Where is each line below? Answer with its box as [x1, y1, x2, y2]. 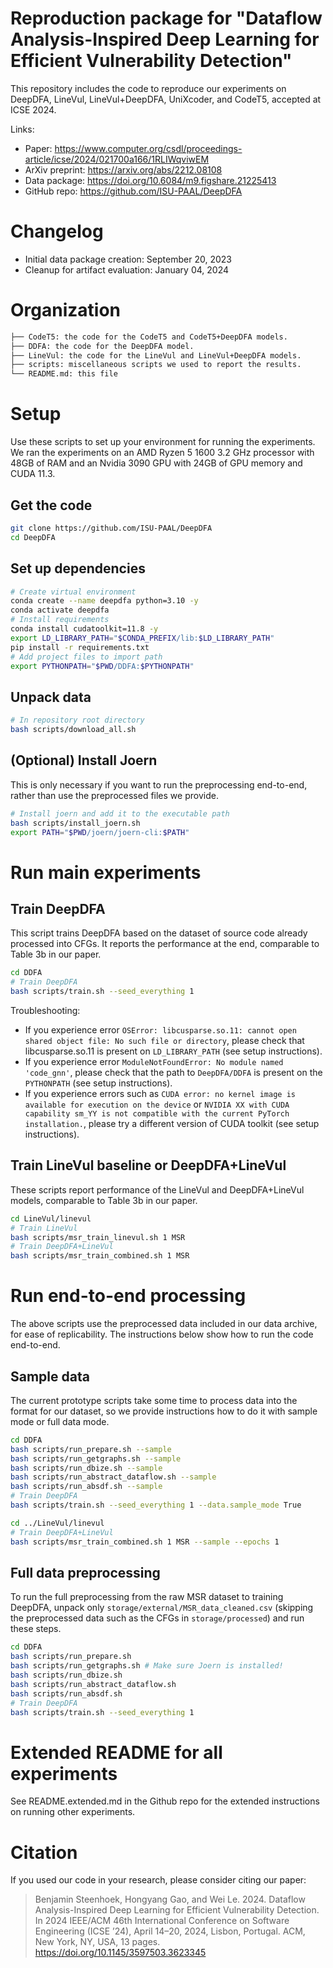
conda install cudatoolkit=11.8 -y [10, 624, 159, 634]
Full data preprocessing [10, 1564, 161, 1581]
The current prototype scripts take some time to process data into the [10, 1394, 298, 1406]
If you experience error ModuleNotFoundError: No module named [24, 1056, 284, 1067]
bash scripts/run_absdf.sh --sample [10, 1482, 163, 1492]
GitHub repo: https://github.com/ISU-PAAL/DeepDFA [24, 185, 243, 197]
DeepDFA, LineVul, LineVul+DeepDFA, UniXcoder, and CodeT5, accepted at [10, 93, 322, 105]
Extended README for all [10, 1741, 223, 1764]
